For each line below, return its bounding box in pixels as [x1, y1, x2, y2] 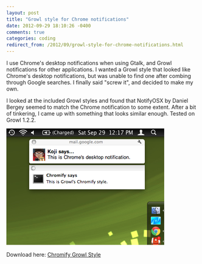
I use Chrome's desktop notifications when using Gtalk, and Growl [6, 60, 172, 66]
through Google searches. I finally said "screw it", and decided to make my [6, 79, 193, 86]
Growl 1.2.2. [6, 116, 37, 123]
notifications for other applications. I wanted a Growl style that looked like [6, 66, 190, 73]
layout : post [6, 10, 40, 16]
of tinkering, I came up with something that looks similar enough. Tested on [6, 110, 195, 117]
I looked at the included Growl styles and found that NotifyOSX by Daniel [6, 97, 189, 104]
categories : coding [6, 35, 56, 42]
